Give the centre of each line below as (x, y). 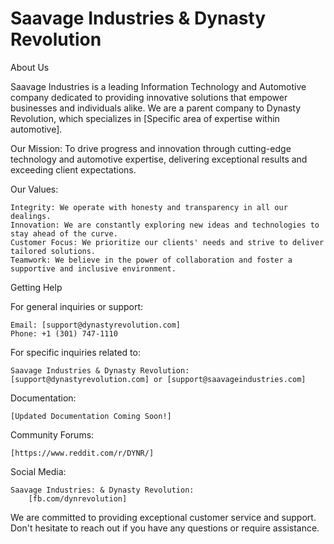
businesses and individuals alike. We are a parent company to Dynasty (156, 108)
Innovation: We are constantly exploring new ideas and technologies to (165, 225)
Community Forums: (52, 434)
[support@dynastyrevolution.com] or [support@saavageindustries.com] (158, 379)
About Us (30, 67)
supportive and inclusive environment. (93, 268)
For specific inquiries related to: (75, 352)
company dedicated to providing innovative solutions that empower (149, 97)
